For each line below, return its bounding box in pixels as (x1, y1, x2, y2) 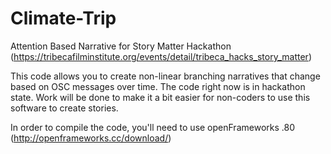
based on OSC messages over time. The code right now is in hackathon (10, 80, 306, 92)
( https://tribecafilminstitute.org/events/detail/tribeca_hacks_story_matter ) (10, 50, 313, 62)
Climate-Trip (10, 7, 117, 30)
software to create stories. (10, 102, 119, 114)
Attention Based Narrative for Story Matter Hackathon (10, 40, 232, 52)
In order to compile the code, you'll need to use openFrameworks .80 (10, 121, 295, 133)
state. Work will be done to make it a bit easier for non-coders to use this (10, 91, 311, 103)
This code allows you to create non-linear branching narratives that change (10, 70, 321, 82)
